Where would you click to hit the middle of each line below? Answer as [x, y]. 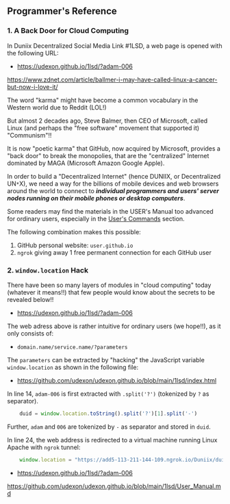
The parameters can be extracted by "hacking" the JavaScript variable [106, 360]
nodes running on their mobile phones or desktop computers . [96, 198]
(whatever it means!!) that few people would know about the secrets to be [111, 292]
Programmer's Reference [62, 11]
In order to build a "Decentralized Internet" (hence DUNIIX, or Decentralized [114, 176]
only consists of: [30, 333]
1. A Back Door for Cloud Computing [68, 31]
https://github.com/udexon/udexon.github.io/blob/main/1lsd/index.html [117, 380]
